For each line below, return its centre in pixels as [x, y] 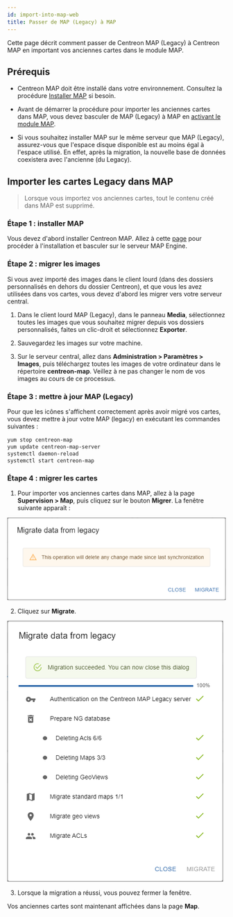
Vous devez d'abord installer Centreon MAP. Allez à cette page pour [105, 239]
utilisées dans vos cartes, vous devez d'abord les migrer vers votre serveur [115, 294]
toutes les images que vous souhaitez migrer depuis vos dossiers [111, 322]
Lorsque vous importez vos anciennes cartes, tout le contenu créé [119, 199]
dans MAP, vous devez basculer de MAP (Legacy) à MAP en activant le [119, 117]
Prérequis [29, 72]
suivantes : [23, 426]
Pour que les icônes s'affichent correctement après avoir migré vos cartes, [114, 412]
